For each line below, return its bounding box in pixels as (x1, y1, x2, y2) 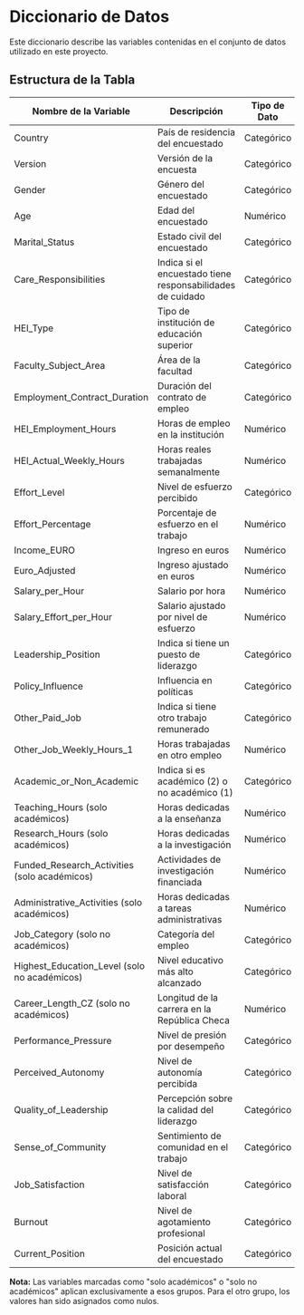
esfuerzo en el (157, 517, 219, 530)
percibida (157, 1077, 197, 1089)
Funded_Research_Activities (14, 858, 134, 871)
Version (14, 157, 47, 169)
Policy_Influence (14, 680, 84, 692)
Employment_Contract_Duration (14, 391, 149, 403)
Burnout (14, 1215, 48, 1228)
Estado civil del (157, 229, 222, 242)
